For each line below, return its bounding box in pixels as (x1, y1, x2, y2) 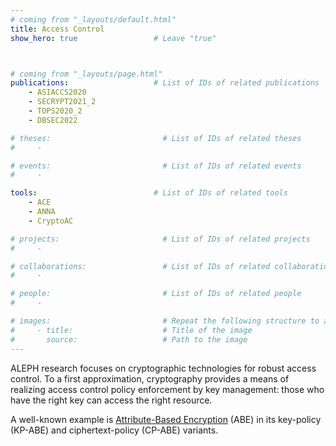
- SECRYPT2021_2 (28, 97, 97, 107)
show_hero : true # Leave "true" (10, 33, 217, 43)
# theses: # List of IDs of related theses (10, 133, 302, 143)
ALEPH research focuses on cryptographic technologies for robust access (10, 362, 317, 374)
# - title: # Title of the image (10, 325, 253, 335)
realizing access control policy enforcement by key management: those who (10, 383, 325, 395)
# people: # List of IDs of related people (10, 289, 302, 299)
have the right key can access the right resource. (10, 394, 213, 406)
